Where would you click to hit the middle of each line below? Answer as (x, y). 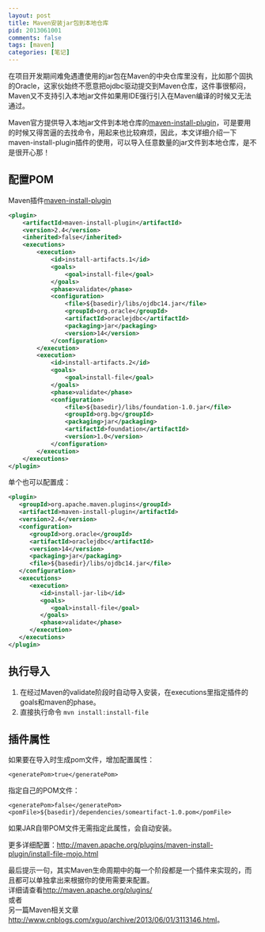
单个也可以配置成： (40, 482)
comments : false (35, 38)
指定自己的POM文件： (44, 791)
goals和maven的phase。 (60, 702)
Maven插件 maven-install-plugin (60, 200)
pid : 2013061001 (35, 30)
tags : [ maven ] (32, 45)
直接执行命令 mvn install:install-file (84, 711)
